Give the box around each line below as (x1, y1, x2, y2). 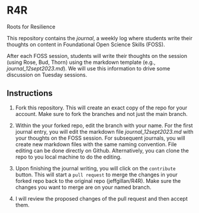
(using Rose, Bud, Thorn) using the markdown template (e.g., (7, 59, 156, 66)
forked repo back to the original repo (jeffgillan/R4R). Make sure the (15, 177, 181, 184)
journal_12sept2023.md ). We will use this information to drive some (7, 64, 171, 72)
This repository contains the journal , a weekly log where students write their (7, 34, 193, 41)
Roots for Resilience (7, 23, 56, 30)
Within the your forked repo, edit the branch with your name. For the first (15, 122, 193, 129)
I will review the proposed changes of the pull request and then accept (15, 195, 188, 202)
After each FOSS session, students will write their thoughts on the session (7, 52, 187, 59)
